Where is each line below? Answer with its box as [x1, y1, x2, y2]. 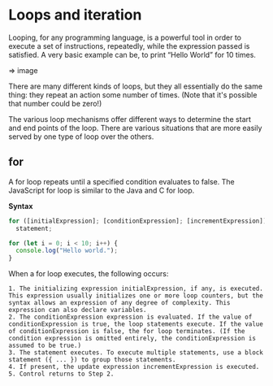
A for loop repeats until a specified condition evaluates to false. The [8, 176, 235, 186]
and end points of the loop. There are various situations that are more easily [8, 123, 262, 132]
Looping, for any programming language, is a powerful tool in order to [8, 33, 242, 42]
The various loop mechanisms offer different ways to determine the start [8, 114, 252, 124]
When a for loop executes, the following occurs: [8, 269, 169, 279]
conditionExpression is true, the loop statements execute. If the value [8, 320, 264, 328]
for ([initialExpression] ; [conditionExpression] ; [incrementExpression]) [8, 217, 267, 225]
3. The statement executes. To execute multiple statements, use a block [8, 349, 264, 357]
